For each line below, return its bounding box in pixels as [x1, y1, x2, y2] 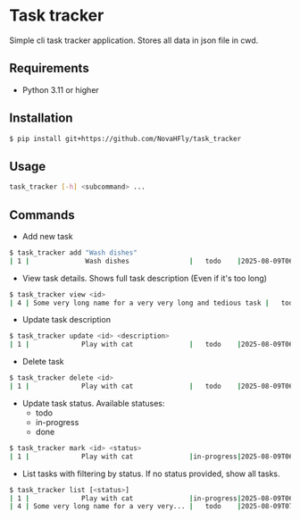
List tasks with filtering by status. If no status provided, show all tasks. [21, 468, 280, 479]
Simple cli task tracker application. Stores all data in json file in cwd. [9, 35, 259, 46]
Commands [9, 207, 76, 222]
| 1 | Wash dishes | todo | [9, 256, 242, 265]
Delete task [21, 356, 64, 367]
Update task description [21, 315, 112, 325]
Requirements [9, 61, 89, 76]
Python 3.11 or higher [21, 84, 100, 95]
